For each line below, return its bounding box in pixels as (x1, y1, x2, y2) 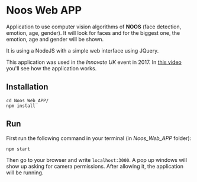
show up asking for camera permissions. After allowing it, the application (6, 162, 183, 170)
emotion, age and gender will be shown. (6, 35, 104, 43)
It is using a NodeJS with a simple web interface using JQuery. (6, 47, 159, 54)
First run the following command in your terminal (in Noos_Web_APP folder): (6, 134, 192, 142)
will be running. (6, 169, 44, 176)
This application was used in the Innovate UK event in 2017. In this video (6, 58, 182, 66)
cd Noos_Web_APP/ (6, 97, 49, 103)
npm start (6, 146, 31, 152)
